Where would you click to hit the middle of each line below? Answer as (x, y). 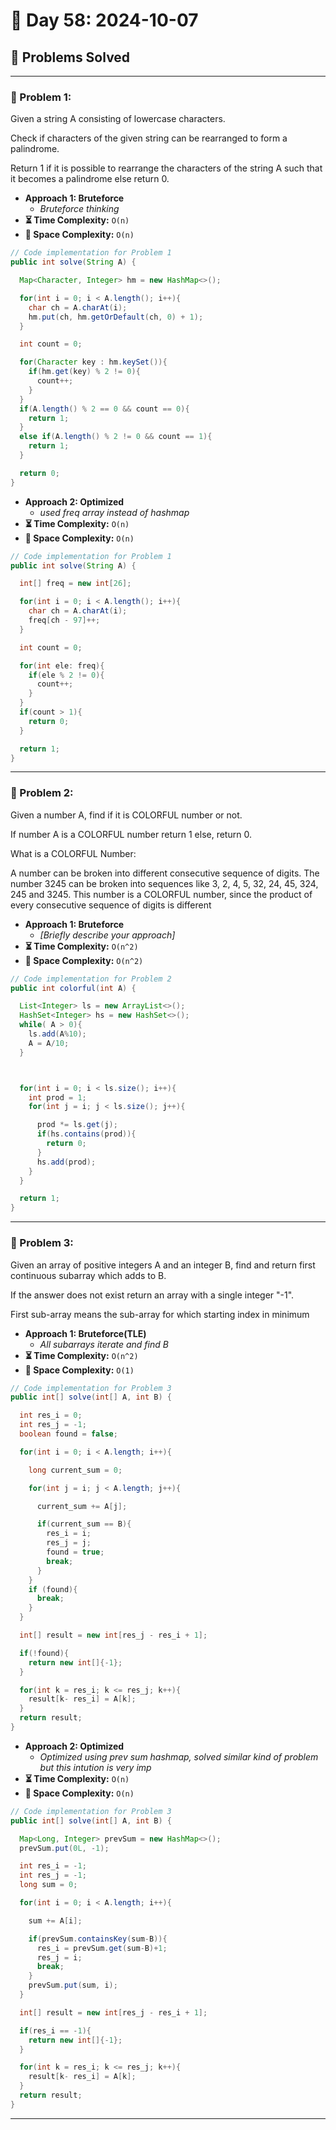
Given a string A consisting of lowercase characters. (118, 119)
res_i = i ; (69, 1534)
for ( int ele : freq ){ (62, 665)
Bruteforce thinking (79, 209)
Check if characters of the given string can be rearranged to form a (149, 138)
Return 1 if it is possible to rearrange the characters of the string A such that (166, 168)
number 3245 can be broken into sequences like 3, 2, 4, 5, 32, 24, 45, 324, (164, 883)
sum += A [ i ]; (55, 1920)
